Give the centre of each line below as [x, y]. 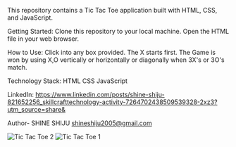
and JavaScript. [30, 18]
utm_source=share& [36, 109]
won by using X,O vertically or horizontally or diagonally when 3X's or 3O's [116, 60]
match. [17, 67]
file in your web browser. [43, 39]
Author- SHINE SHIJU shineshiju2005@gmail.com [80, 123]
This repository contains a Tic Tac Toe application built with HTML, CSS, [112, 10]
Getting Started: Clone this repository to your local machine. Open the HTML [118, 31]
